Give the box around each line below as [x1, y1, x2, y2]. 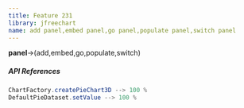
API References [8, 66, 61, 75]
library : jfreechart [8, 19, 77, 27]
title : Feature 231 [8, 11, 73, 20]
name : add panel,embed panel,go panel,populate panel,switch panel [8, 26, 237, 34]
